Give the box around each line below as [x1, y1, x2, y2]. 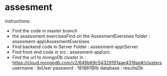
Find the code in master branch [12, 27, 78, 33]
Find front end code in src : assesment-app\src [12, 49, 110, 55]
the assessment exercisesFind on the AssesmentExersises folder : [12, 33, 150, 39]
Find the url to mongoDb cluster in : [12, 54, 87, 60]
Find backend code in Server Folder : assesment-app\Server [12, 43, 139, 49]
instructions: [5, 18, 31, 24]
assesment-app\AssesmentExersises [12, 38, 90, 44]
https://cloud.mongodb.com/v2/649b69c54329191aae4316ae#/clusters [12, 59, 162, 65]
